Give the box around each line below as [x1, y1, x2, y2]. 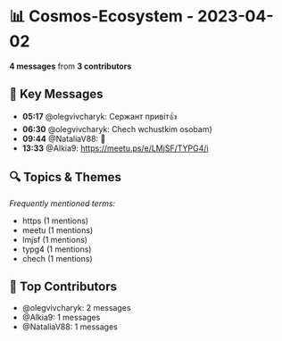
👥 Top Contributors [9, 279, 118, 294]
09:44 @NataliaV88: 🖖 [21, 133, 106, 144]
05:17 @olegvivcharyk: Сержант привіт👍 [21, 111, 178, 121]
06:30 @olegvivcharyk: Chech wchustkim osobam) [21, 123, 212, 134]
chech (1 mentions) [21, 253, 94, 263]
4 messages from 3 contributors [9, 61, 132, 71]
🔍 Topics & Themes [9, 170, 122, 185]
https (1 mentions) [21, 215, 89, 226]
